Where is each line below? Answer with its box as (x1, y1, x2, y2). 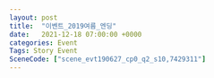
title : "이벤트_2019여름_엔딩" (9, 22, 117, 30)
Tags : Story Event (9, 47, 78, 56)
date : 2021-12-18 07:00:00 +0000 (9, 30, 142, 39)
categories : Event (9, 38, 78, 48)
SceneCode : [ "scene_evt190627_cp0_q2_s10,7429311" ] (9, 55, 206, 64)
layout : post (9, 13, 58, 22)
